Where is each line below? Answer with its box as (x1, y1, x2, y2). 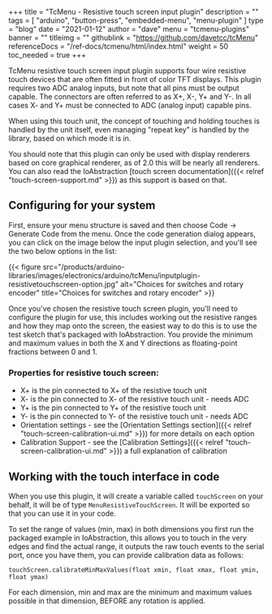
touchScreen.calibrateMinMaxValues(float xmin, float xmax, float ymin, (8, 565, 260, 574)
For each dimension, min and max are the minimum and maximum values (8, 587, 253, 597)
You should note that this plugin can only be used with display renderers (8, 150, 250, 159)
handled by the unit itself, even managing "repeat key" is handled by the (8, 125, 250, 134)
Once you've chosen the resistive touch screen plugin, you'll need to (8, 303, 238, 313)
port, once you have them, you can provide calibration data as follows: (8, 550, 244, 560)
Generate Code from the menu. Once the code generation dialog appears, (8, 229, 256, 238)
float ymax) (8, 573, 49, 581)
